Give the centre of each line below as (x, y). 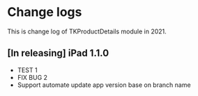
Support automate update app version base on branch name (104, 85)
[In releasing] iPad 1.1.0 (58, 53)
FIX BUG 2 (32, 77)
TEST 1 (27, 70)
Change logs (45, 12)
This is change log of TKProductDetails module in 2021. (87, 31)
